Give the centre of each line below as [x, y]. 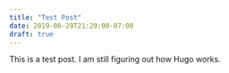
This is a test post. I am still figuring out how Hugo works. [115, 60]
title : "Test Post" [46, 17]
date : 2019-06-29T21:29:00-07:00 [72, 26]
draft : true [31, 34]
